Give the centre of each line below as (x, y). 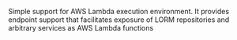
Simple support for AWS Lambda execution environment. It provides (119, 11)
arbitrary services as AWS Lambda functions (81, 28)
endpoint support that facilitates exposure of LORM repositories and (119, 20)
